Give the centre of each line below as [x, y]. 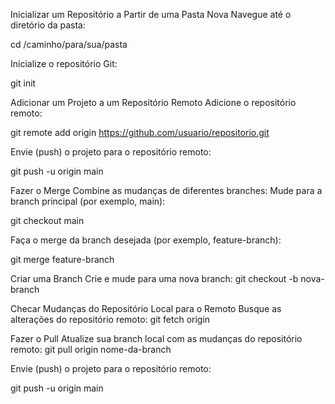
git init [23, 83]
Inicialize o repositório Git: [64, 63]
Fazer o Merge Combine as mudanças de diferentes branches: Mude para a [166, 190]
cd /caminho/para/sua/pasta [69, 44]
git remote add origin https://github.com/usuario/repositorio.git [140, 132]
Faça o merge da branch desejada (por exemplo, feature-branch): [146, 240]
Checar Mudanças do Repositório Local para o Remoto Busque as [146, 308]
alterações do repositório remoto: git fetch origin [110, 319]
